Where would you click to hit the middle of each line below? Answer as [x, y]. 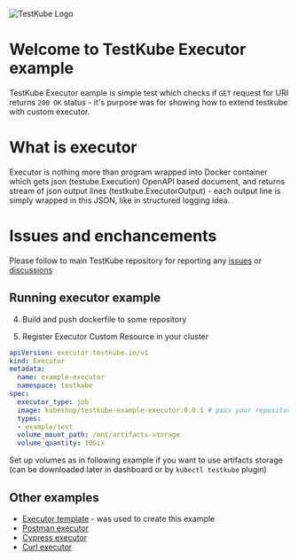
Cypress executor [55, 537]
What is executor [73, 148]
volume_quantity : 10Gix [61, 443]
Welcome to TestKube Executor [128, 50]
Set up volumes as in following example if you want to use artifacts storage [146, 460]
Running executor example [85, 298]
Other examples [54, 498]
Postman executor [55, 528]
